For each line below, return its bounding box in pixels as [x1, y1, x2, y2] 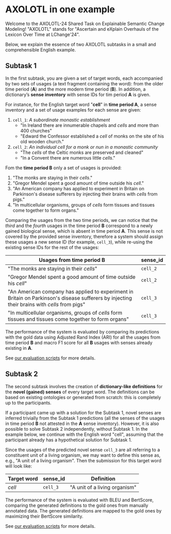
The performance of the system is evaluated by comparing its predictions [5, 328, 159, 335]
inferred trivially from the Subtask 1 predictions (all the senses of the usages [5, 415, 165, 421]
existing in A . [5, 345, 33, 351]
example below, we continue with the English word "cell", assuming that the [5, 431, 164, 437]
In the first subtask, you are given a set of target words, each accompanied [5, 75, 163, 81]
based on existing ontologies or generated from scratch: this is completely [5, 394, 161, 400]
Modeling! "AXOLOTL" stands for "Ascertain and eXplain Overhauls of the [5, 26, 159, 32]
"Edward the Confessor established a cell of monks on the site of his [20, 133, 164, 139]
